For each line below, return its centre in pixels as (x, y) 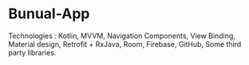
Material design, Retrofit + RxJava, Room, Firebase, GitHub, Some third (125, 44)
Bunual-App (49, 14)
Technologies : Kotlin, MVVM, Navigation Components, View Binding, (122, 36)
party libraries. (32, 52)
